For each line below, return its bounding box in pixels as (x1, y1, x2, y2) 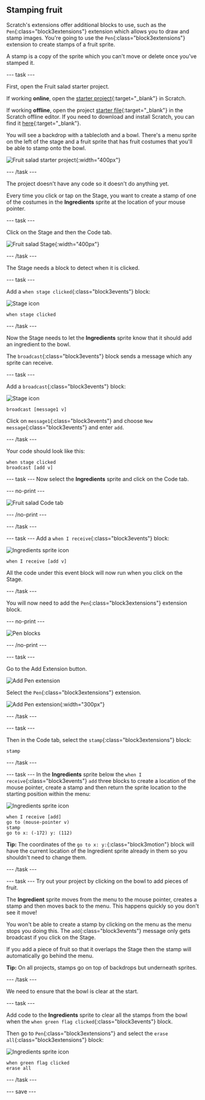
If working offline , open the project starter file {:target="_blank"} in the (6, 107, 184, 114)
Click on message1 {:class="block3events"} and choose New (6, 417, 153, 424)
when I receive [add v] (6, 558, 67, 564)
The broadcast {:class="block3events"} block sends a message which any (6, 352, 192, 360)
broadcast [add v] (6, 465, 53, 471)
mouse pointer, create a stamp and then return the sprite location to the (6, 784, 187, 791)
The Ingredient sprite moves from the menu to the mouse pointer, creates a (6, 896, 197, 903)
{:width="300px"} (60, 700, 105, 708)
